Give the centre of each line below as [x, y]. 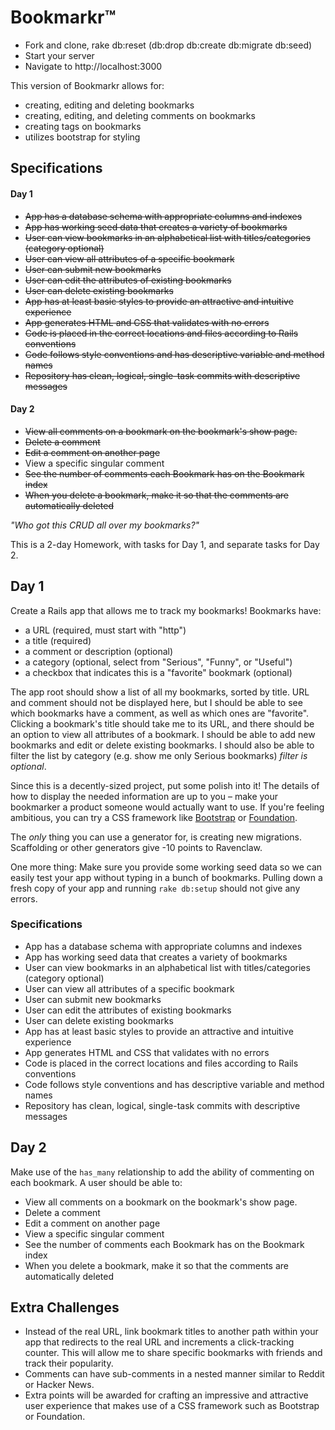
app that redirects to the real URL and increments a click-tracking [159, 1342]
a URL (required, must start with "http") [105, 630]
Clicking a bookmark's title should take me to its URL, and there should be [162, 723]
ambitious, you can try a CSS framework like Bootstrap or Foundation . [154, 817]
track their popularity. [69, 1363]
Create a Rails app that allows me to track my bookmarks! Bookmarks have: [166, 610]
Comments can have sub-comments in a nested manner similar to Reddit [174, 1374]
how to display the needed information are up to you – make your [144, 796]
